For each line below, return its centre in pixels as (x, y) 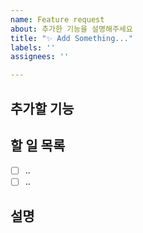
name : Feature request (57, 19)
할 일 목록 (38, 145)
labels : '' (33, 47)
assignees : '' (40, 57)
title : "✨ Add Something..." (71, 38)
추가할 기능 (42, 108)
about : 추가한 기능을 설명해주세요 (71, 29)
